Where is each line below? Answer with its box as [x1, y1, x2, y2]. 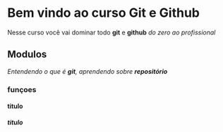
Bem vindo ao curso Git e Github [7, 5, 200, 21]
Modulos [7, 48, 47, 60]
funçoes [7, 84, 37, 94]
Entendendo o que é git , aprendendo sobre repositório [7, 67, 168, 75]
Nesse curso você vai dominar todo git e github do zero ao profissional [7, 28, 216, 37]
